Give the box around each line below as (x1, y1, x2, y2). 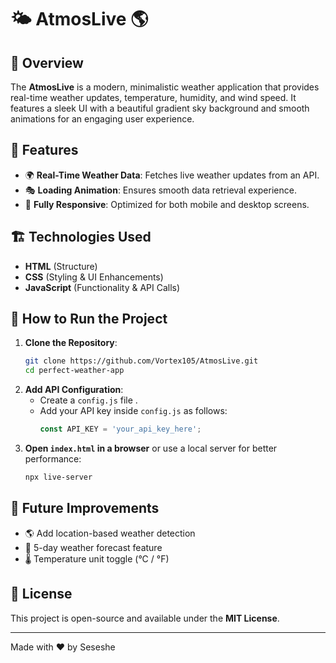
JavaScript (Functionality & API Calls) (24, 281, 181, 293)
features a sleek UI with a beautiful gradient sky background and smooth (10, 102, 310, 114)
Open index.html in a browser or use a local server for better (24, 442, 278, 455)
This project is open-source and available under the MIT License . (10, 612, 280, 624)
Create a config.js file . (39, 394, 138, 406)
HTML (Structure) (24, 260, 98, 272)
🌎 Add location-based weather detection (24, 527, 196, 539)
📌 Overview (10, 54, 84, 71)
